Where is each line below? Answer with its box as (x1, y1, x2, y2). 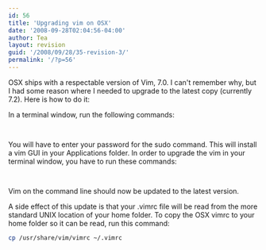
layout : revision (8, 41, 66, 49)
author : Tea (8, 33, 48, 42)
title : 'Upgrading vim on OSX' (8, 19, 112, 27)
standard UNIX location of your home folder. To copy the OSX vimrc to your (8, 210, 255, 219)
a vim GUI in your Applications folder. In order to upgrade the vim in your (8, 148, 246, 157)
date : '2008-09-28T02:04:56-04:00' (8, 26, 126, 34)
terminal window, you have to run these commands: (8, 156, 177, 166)
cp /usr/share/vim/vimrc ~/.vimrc (8, 233, 123, 242)
